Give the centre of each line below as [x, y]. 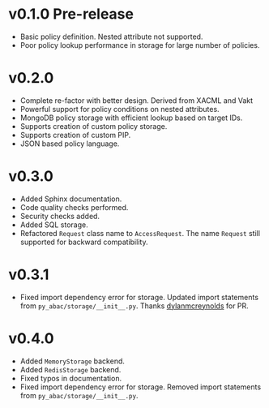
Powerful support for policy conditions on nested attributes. [120, 109]
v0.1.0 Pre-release [71, 14]
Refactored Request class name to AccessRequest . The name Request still [140, 233]
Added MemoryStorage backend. [73, 361]
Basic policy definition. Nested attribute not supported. [111, 37]
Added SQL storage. [54, 225]
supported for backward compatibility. [84, 242]
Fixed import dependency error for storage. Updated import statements [139, 297]
